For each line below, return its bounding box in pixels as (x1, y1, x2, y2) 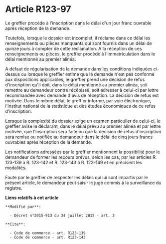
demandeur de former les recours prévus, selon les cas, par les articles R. (5, 154, 157, 160)
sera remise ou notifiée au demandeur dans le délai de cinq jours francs (5, 134, 153, 140)
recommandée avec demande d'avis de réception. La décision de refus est (5, 92, 159, 98)
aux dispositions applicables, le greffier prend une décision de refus (5, 76, 145, 82)
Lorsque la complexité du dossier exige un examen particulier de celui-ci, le (5, 118, 161, 124)
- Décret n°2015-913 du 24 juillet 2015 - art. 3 (9, 213, 115, 218)
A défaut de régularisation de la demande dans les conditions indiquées (5, 66, 153, 72)
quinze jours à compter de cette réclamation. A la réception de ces (5, 45, 142, 51)
